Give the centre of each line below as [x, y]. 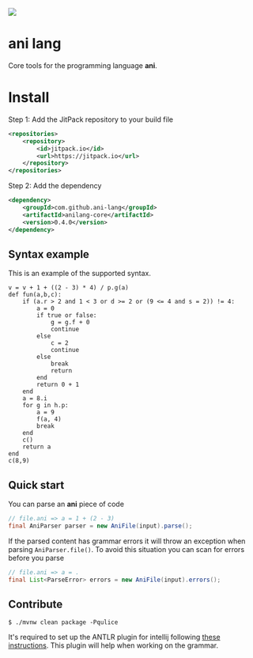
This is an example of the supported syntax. [80, 274]
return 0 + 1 [58, 385]
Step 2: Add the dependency [55, 186]
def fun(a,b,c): [35, 295]
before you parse [36, 558]
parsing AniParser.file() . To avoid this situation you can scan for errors [126, 549]
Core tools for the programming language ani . [83, 65]
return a [37, 447]
